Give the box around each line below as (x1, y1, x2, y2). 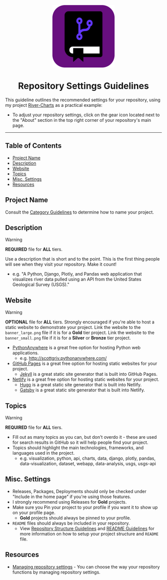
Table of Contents (5, 142, 62, 150)
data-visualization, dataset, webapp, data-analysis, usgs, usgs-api (19, 461, 157, 466)
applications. (12, 350, 39, 356)
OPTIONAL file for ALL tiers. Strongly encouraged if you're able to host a (5, 319, 155, 325)
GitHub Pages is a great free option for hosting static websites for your (12, 360, 158, 366)
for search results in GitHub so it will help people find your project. (12, 439, 149, 445)
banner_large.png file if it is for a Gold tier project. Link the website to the (5, 329, 155, 336)
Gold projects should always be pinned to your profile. (19, 515, 131, 521)
